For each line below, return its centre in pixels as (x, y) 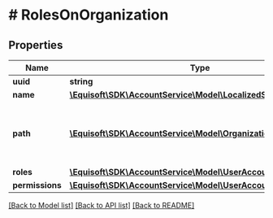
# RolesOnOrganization (89, 15)
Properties (36, 45)
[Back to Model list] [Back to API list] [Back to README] (102, 205)
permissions (37, 185)
